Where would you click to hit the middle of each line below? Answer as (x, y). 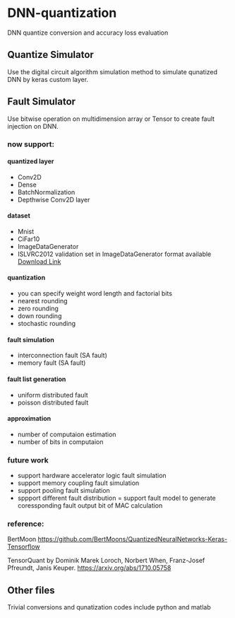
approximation (29, 419)
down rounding (40, 316)
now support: (31, 144)
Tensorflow (24, 547)
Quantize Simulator (50, 55)
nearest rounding (43, 301)
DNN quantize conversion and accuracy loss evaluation (88, 33)
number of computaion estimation (67, 434)
